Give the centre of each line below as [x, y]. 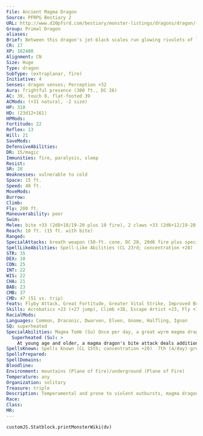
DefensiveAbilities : [32, 146]
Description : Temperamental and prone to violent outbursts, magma [93, 394]
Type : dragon [23, 68]
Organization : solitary [36, 382]
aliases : [17, 34]
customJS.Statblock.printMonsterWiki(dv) [59, 427]
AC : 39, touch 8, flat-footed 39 [48, 96]
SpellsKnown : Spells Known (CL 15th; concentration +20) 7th [86, 349]
